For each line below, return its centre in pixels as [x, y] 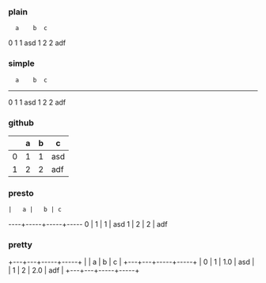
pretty [21, 245]
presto [21, 193]
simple [22, 63]
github [21, 123]
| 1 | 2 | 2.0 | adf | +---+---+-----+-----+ [74, 270]
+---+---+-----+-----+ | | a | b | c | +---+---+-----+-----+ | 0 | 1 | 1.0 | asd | [131, 262]
